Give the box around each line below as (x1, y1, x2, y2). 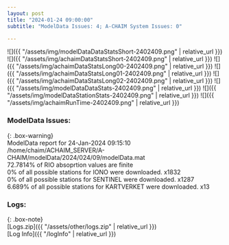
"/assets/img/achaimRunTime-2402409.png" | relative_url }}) (7, 99, 180, 107)
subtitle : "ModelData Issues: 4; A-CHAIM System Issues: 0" (7, 23, 183, 30)
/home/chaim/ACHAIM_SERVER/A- (7, 145, 105, 154)
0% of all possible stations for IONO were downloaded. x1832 (7, 167, 181, 176)
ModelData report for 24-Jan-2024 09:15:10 (7, 139, 132, 147)
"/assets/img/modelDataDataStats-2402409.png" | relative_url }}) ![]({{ (16, 84, 217, 93)
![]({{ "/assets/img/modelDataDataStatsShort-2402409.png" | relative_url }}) (7, 47, 223, 56)
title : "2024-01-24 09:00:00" (7, 16, 94, 23)
